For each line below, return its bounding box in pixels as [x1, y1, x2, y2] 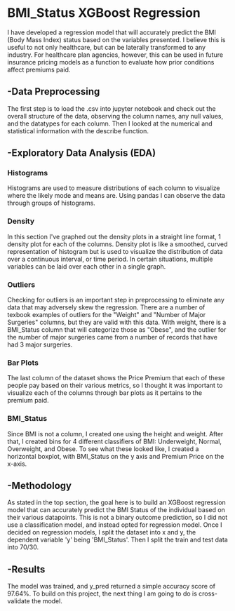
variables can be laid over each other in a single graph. [7, 262, 166, 271]
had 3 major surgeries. [7, 340, 73, 349]
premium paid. [7, 396, 49, 405]
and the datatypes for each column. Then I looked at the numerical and [7, 119, 213, 128]
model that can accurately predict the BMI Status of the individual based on [7, 506, 226, 514]
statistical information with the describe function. [7, 126, 149, 135]
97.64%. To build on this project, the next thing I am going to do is [7, 589, 198, 598]
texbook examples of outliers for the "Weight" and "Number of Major [7, 311, 206, 319]
